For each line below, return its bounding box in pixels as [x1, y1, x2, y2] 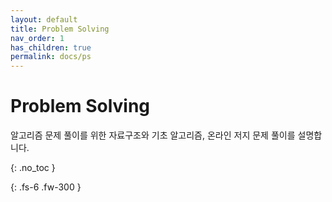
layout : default [10, 14, 78, 25]
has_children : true [10, 42, 92, 53]
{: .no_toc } [10, 162, 56, 174]
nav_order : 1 [10, 33, 65, 43]
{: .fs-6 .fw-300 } [10, 181, 82, 193]
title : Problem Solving [10, 24, 110, 34]
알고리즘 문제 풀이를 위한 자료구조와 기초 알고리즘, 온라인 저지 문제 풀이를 [10, 129, 296, 141]
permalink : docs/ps [10, 52, 92, 62]
